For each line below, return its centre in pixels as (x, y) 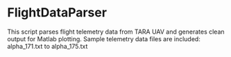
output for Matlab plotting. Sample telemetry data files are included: (104, 38)
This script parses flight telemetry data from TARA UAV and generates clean (116, 32)
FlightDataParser (57, 13)
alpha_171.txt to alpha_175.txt (48, 46)
